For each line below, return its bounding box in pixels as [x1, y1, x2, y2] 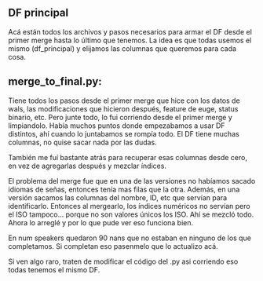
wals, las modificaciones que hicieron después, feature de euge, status [8, 104, 239, 113]
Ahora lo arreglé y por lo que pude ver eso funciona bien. [8, 217, 194, 227]
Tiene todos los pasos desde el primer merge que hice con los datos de [8, 96, 241, 105]
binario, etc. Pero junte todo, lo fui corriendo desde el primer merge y [8, 112, 233, 122]
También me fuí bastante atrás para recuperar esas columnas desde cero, [8, 152, 247, 162]
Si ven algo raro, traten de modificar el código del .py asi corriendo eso [8, 257, 239, 266]
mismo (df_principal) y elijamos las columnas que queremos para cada [8, 43, 237, 53]
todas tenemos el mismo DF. [8, 265, 100, 274]
